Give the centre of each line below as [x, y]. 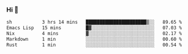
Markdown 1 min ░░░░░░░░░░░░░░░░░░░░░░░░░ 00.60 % [94, 39]
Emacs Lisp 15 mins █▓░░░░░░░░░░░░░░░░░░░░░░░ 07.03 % [94, 28]
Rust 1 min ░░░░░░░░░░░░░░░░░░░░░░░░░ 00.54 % [94, 45]
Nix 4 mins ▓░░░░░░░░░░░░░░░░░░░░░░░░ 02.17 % [94, 34]
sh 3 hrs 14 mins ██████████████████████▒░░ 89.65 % [94, 22]
